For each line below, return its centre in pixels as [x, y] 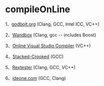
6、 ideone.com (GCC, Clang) [36, 78]
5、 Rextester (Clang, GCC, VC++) [40, 67]
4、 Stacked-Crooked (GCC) [35, 56]
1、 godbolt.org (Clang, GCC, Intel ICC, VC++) [52, 24]
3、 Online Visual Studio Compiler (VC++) [48, 46]
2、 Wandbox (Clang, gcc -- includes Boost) [51, 35]
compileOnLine [38, 9]
